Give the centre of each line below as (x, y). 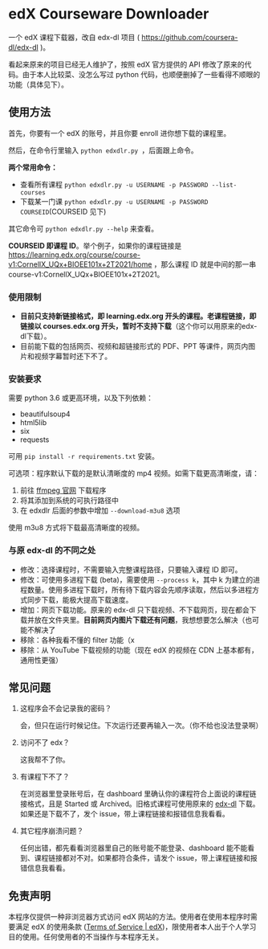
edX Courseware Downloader (109, 14)
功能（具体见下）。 (38, 84)
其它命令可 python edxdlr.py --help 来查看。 (83, 228)
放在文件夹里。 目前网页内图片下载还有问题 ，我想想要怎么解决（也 (143, 620)
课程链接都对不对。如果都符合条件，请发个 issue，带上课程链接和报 (146, 858)
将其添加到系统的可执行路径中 (69, 501)
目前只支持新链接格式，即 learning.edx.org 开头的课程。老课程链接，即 (138, 316)
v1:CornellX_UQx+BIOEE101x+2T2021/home (80, 264)
